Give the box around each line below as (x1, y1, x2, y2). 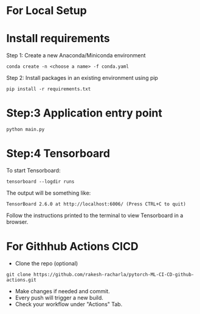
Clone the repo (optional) (15, 260, 78, 267)
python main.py (6, 126, 45, 133)
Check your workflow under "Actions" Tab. (15, 300, 123, 308)
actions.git (6, 277, 36, 283)
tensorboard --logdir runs (6, 179, 75, 185)
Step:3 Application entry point (6, 106, 162, 120)
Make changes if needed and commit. (15, 287, 111, 294)
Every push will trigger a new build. (15, 294, 103, 301)
